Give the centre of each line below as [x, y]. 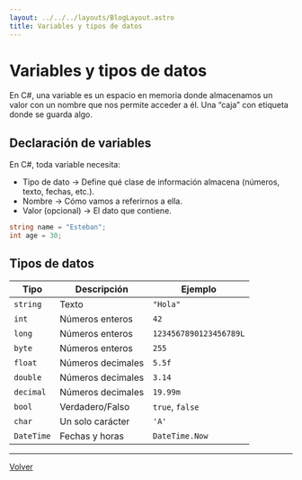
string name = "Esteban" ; [58, 227]
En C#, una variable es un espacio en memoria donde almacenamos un [141, 95]
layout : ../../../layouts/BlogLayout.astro [92, 18]
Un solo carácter [95, 421]
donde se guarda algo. [51, 114]
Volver [21, 466]
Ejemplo [199, 289]
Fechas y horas [92, 436]
